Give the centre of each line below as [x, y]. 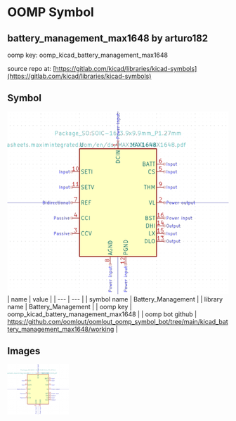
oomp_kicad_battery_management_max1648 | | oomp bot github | [102, 314]
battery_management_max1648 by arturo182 [108, 38]
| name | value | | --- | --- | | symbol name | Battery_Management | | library [115, 299]
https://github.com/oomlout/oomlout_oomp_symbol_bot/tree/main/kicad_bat [118, 321]
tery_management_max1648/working [61, 329]
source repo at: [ [31, 69]
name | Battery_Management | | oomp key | [70, 306]
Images [24, 351]
